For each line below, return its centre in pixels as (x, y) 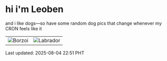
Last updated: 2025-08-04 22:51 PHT (45, 53)
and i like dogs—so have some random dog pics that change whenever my (83, 23)
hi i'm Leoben (34, 9)
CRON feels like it (24, 28)
